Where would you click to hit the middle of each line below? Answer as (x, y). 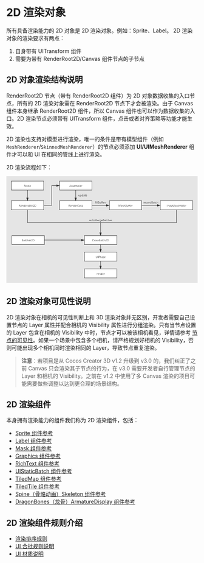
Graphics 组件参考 (38, 456)
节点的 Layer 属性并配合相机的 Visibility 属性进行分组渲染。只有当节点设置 (104, 325)
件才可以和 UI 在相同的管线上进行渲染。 (56, 154)
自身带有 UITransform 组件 (48, 51)
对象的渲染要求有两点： (36, 38)
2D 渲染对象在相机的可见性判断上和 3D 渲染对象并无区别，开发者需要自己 (98, 317)
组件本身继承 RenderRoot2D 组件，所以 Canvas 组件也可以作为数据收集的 (98, 111)
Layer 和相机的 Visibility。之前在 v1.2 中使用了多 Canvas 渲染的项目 (105, 376)
